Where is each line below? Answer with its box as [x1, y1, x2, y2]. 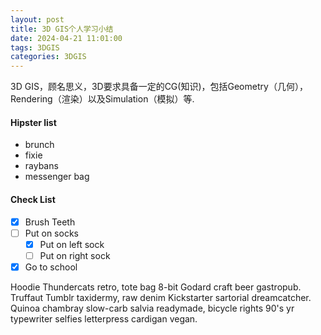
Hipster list [10, 116, 57, 128]
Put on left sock [39, 238, 105, 250]
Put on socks [24, 227, 79, 239]
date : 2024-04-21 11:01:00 [10, 33, 123, 43]
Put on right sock [39, 249, 111, 261]
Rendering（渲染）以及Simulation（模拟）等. [10, 93, 195, 105]
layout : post [10, 14, 65, 25]
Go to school [24, 261, 78, 273]
